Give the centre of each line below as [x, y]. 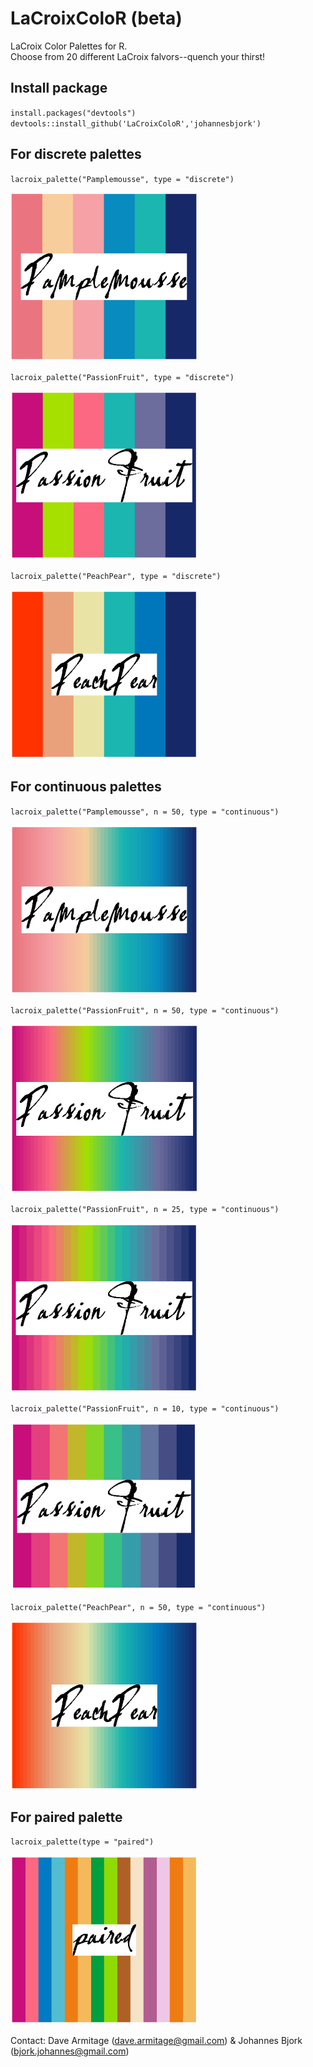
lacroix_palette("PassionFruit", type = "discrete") [122, 378]
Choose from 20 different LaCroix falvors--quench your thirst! [138, 56]
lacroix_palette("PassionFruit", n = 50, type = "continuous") [145, 1010]
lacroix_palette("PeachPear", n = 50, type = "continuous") [138, 1607]
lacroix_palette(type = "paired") [82, 1842]
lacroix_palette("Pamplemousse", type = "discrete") [122, 179]
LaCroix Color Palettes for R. [69, 46]
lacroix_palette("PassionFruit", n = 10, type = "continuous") [145, 1409]
